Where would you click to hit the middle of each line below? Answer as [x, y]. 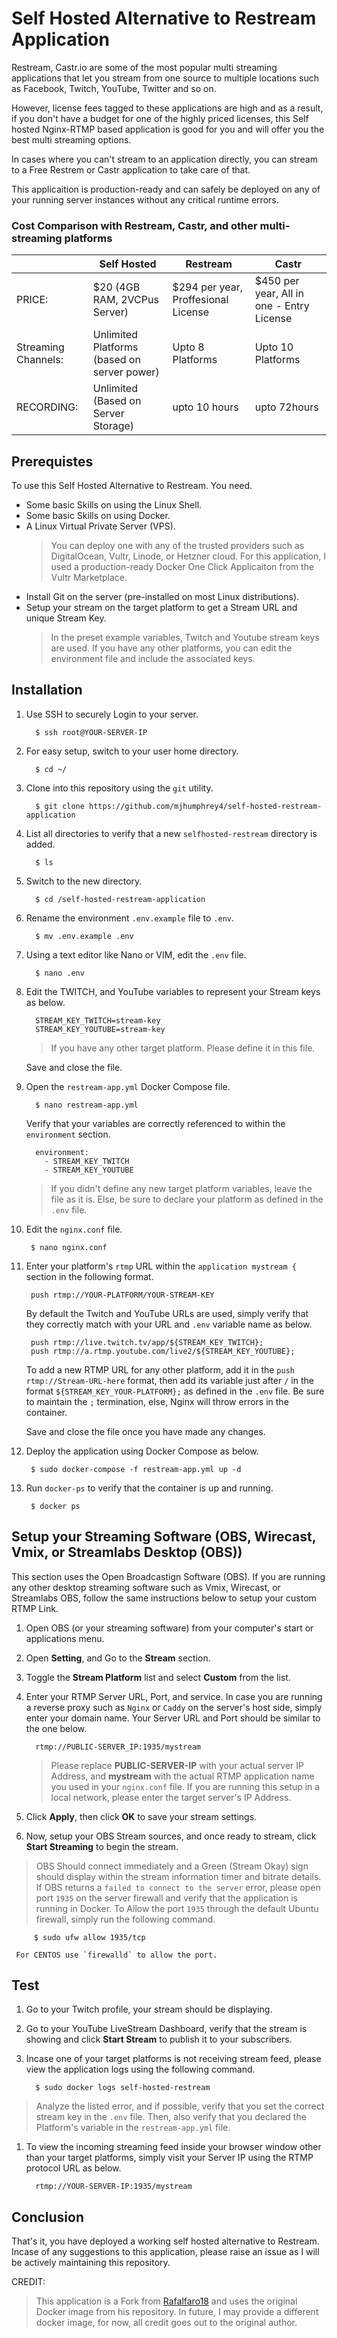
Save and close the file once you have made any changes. [145, 1431]
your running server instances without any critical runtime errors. [145, 199]
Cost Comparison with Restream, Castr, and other [134, 225]
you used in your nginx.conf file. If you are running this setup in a [185, 1786]
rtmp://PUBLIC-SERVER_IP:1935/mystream [118, 1747]
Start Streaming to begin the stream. [102, 1846]
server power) [126, 372]
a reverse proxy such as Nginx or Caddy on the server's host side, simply [174, 1707]
